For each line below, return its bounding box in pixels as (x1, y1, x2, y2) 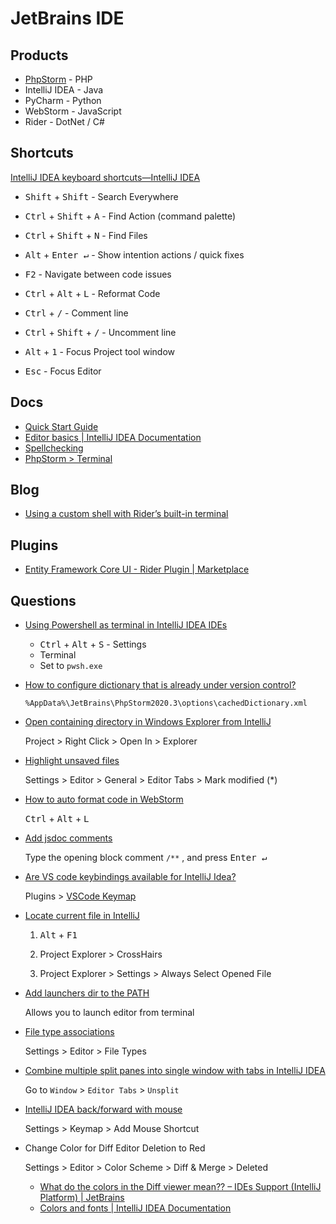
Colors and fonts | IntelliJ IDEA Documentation (39, 1202, 232, 1214)
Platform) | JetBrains (39, 1192, 125, 1204)
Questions (10, 592, 77, 609)
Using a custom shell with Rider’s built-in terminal (24, 508, 229, 520)
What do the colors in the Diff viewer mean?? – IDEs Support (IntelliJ (39, 1181, 322, 1193)
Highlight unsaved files (24, 755, 120, 767)
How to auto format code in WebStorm (24, 793, 184, 806)
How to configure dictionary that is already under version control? (24, 679, 297, 691)
